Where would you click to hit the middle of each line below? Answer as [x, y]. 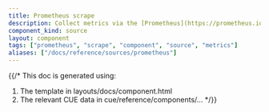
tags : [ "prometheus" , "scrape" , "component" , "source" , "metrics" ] [123, 46]
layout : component [39, 38]
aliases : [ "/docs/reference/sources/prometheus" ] [93, 53]
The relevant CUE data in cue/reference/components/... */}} [118, 100]
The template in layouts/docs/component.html [96, 91]
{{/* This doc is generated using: [62, 76]
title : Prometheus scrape [51, 16]
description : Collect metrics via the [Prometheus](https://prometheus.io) [137, 23]
